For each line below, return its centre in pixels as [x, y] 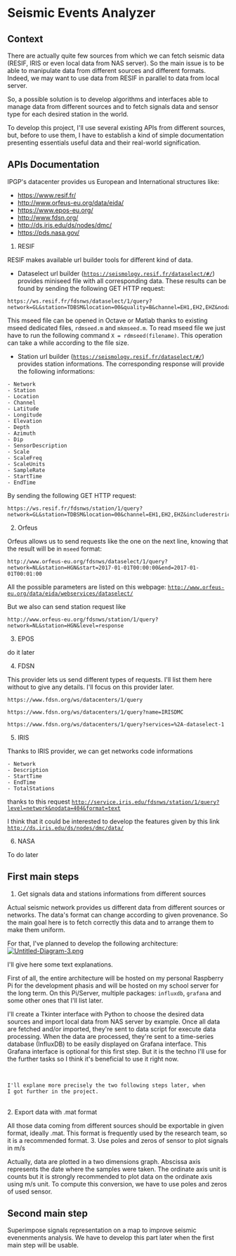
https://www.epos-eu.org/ [55, 210]
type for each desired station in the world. [68, 114]
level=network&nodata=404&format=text [64, 808]
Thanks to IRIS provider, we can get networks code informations [100, 751]
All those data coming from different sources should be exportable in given [116, 1125]
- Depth [19, 427]
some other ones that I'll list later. [55, 1000]
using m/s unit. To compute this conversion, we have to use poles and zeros [117, 1184]
